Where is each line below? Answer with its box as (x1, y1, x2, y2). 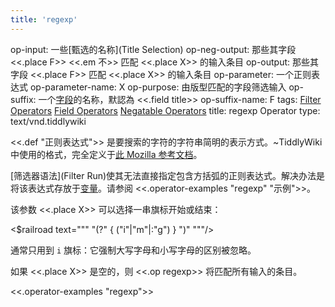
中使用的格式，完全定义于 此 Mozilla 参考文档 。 (10, 148, 203, 160)
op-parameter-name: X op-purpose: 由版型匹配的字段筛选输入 (29, 81, 287, 93)
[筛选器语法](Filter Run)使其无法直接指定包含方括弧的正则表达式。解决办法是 (10, 169, 326, 181)
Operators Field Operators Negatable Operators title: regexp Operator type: (10, 104, 321, 116)
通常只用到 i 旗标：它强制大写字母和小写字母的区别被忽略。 (10, 244, 257, 256)
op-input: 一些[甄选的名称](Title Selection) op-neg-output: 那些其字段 (10, 43, 297, 55)
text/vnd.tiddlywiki (10, 115, 87, 127)
